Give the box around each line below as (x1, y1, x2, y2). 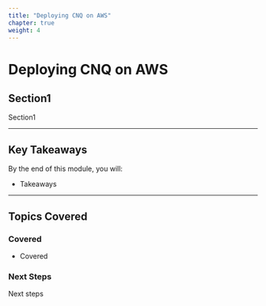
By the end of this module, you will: (8, 164, 123, 174)
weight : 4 (8, 26, 41, 34)
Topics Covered (8, 210, 88, 223)
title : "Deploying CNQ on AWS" (8, 11, 112, 20)
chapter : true (8, 19, 55, 27)
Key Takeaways (8, 143, 88, 157)
